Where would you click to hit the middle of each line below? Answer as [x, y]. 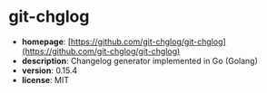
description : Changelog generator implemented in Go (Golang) [139, 60]
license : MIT [45, 79]
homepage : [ [46, 42]
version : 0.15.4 [49, 70]
